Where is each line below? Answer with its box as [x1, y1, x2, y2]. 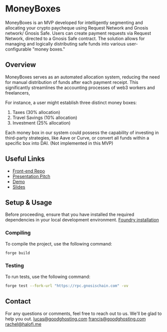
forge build [5, 250, 30, 255]
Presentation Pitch [12, 173, 50, 179]
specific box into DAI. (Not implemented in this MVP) [5, 140, 113, 146]
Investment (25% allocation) [12, 119, 71, 125]
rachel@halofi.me [5, 321, 41, 327]
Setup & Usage [5, 198, 52, 206]
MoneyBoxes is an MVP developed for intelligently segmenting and [5, 19, 143, 25]
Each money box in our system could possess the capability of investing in [5, 129, 159, 135]
